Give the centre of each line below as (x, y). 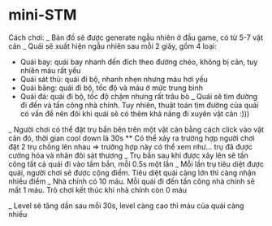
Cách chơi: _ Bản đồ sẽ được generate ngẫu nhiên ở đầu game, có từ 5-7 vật (136, 37)
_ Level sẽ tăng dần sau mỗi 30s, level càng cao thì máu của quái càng (126, 206)
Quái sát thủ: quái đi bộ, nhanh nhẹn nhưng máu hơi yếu (114, 79)
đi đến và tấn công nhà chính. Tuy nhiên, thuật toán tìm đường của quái (139, 105)
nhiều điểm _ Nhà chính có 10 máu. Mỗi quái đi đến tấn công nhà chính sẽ (132, 181)
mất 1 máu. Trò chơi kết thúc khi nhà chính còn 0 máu (97, 189)
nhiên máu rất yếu (50, 70)
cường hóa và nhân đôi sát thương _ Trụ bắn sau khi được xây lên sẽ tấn (129, 155)
